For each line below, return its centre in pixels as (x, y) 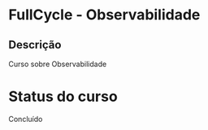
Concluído (26, 119)
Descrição (35, 45)
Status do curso (63, 96)
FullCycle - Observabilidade (104, 15)
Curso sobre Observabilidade (58, 64)
